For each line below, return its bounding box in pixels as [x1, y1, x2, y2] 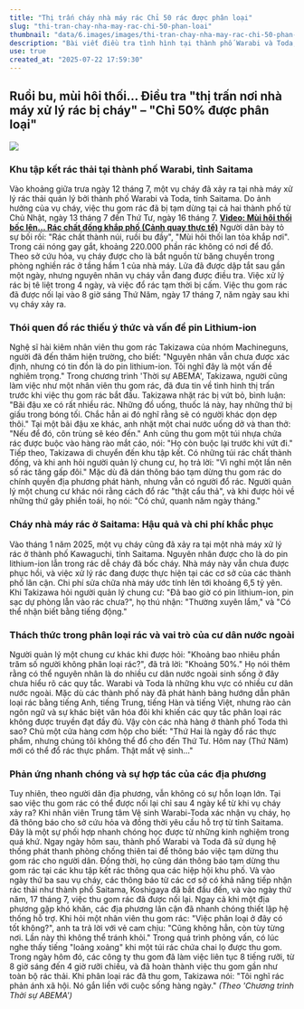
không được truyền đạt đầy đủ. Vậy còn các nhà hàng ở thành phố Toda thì [9, 716, 288, 727]
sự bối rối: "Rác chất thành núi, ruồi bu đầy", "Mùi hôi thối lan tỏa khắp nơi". [9, 231, 290, 242]
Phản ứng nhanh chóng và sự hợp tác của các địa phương [9, 768, 267, 780]
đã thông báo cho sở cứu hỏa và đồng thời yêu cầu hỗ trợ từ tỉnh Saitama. [9, 817, 284, 828]
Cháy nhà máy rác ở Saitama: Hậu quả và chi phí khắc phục [9, 518, 274, 531]
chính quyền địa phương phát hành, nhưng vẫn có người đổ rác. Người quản [9, 476, 292, 487]
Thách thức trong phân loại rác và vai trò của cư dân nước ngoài [9, 628, 295, 641]
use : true [9, 47, 47, 56]
